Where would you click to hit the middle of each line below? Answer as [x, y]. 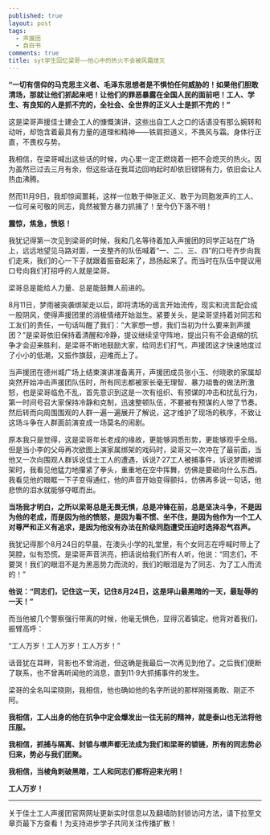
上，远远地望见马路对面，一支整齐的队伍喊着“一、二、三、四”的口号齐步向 [131, 250]
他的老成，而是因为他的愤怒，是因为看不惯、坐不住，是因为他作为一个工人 [138, 516]
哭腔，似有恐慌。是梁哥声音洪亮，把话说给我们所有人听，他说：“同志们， [130, 554]
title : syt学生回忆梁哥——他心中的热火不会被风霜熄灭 [87, 61]
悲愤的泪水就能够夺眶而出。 [54, 489]
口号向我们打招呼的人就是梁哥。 [61, 270]
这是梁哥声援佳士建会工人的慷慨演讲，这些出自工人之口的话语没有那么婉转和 [135, 121]
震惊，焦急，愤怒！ [40, 223]
